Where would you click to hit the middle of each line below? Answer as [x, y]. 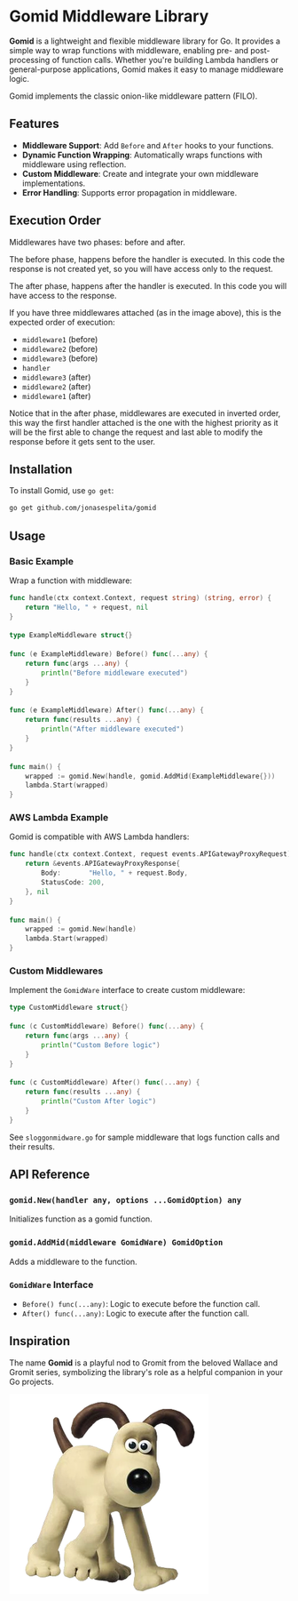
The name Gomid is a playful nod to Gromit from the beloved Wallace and [144, 1363]
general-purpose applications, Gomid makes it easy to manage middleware [146, 69]
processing [30, 60]
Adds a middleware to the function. [73, 1261]
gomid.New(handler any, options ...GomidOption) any [125, 1201]
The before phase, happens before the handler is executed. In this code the [147, 259]
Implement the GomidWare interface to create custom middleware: [127, 990]
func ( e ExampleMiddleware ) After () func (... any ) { [106, 710]
